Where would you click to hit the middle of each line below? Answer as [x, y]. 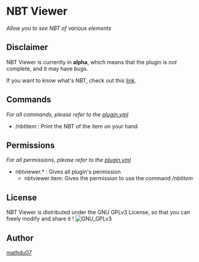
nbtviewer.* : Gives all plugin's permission [68, 172]
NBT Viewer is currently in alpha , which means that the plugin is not [92, 62]
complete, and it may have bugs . [47, 68]
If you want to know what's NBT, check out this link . [71, 80]
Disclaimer [27, 47]
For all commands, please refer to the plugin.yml [67, 114]
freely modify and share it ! [40, 219]
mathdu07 [19, 253]
